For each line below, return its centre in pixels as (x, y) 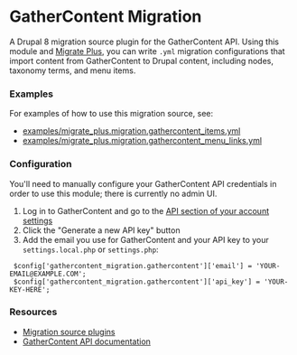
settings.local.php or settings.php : (91, 249)
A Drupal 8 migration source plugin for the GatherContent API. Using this (144, 42)
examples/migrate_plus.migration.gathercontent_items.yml (131, 131)
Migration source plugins (69, 332)
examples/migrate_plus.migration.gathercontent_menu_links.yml (142, 141)
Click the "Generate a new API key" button (101, 230)
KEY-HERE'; (30, 290)
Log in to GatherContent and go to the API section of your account (145, 210)
